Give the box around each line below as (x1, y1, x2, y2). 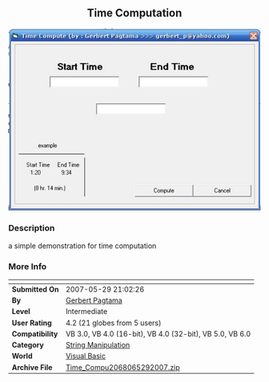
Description (8, 223, 55, 234)
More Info (8, 260, 47, 271)
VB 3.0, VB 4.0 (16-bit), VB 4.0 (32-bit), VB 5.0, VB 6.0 (65, 328, 251, 339)
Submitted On (11, 284, 59, 294)
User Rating (11, 318, 52, 328)
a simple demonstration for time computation (8, 240, 157, 251)
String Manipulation (65, 340, 130, 350)
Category (11, 340, 44, 350)
